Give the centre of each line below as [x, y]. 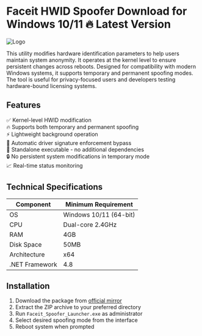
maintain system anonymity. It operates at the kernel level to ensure [91, 60]
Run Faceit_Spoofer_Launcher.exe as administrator [79, 314]
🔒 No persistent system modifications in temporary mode [78, 156]
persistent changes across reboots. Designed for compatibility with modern [101, 66]
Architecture [27, 254]
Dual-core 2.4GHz [90, 225]
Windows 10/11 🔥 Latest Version [88, 24]
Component [33, 204]
